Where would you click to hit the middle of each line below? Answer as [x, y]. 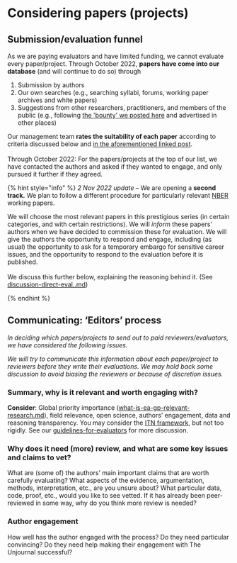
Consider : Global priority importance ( [63, 408]
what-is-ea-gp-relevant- [154, 408]
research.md [26, 416]
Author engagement [43, 521]
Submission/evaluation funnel [75, 39]
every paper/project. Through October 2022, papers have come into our [114, 64]
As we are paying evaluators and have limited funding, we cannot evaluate [116, 56]
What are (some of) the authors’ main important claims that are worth [108, 473]
